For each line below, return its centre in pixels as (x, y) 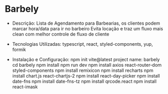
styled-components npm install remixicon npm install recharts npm (83, 70)
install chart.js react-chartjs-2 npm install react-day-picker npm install (86, 76)
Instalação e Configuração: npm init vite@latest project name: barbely (86, 59)
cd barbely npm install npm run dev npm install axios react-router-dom (87, 65)
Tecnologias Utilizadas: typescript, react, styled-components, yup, (82, 44)
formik (19, 49)
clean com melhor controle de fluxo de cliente (61, 34)
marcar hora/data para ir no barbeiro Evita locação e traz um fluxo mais (88, 28)
